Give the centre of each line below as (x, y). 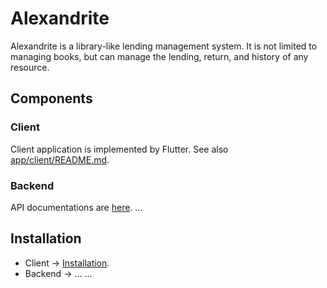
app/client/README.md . (60, 159)
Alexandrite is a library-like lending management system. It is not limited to (164, 46)
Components (51, 98)
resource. (30, 67)
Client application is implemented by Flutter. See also (119, 149)
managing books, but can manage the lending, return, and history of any (159, 56)
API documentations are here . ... (76, 207)
